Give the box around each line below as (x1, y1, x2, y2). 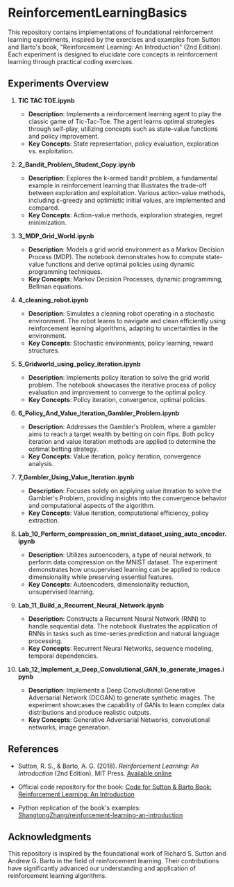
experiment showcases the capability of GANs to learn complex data (28, 700, 225, 709)
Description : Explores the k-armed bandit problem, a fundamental (28, 173, 218, 182)
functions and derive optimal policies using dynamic (45, 260, 195, 268)
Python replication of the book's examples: (17, 803, 141, 812)
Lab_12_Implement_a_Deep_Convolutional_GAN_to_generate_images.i (17, 665, 224, 673)
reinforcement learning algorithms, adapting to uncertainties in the (28, 324, 218, 332)
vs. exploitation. (28, 146, 74, 155)
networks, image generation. (28, 723, 111, 731)
